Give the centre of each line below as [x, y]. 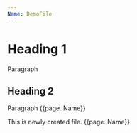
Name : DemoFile [30, 14]
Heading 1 [37, 49]
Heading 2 [31, 91]
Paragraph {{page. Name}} [47, 108]
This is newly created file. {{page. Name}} [68, 122]
